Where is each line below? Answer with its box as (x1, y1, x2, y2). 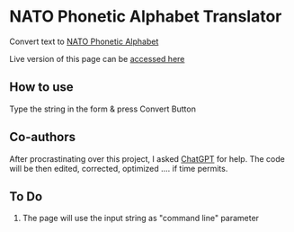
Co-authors (9, 129, 76, 145)
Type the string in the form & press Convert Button (9, 103, 196, 114)
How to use (9, 79, 74, 95)
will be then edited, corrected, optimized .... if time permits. (9, 163, 228, 174)
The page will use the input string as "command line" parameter (22, 213, 259, 224)
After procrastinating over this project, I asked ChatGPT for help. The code (9, 153, 285, 164)
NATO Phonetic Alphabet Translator (9, 6, 282, 27)
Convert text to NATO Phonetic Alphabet (9, 36, 159, 47)
